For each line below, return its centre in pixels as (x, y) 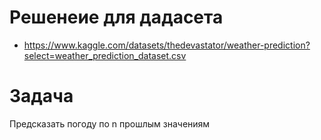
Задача (41, 96)
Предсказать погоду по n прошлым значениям (110, 123)
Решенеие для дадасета (116, 17)
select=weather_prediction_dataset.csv (105, 55)
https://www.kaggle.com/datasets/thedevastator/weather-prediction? (167, 45)
